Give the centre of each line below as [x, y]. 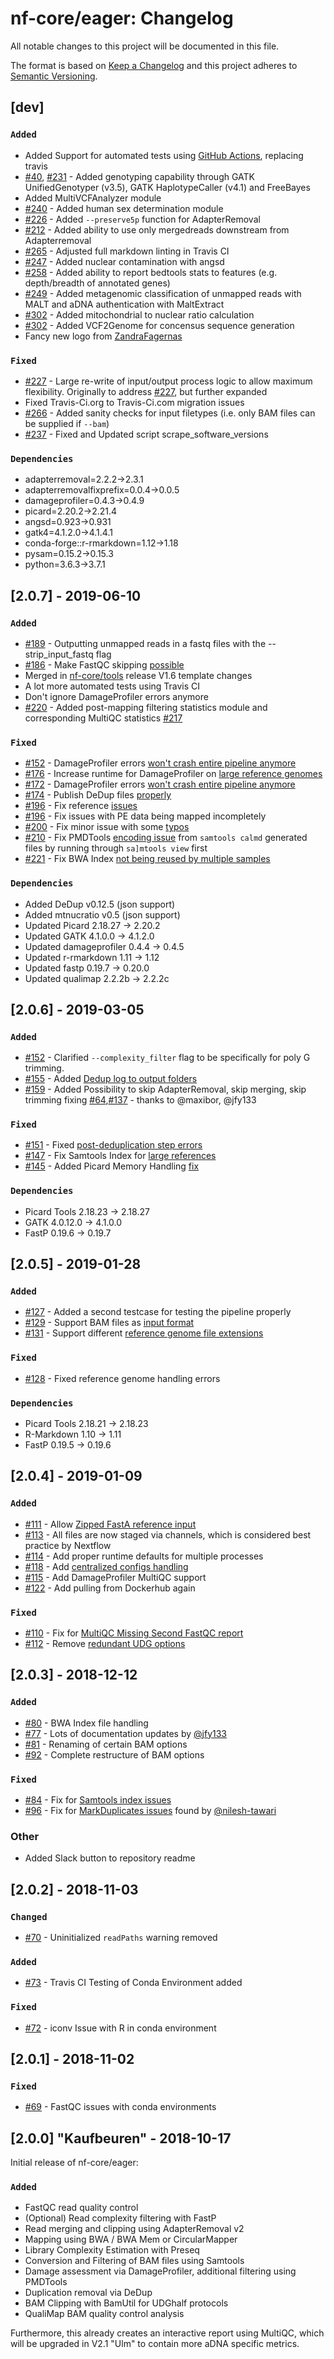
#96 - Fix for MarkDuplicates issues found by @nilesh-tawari [150, 1811]
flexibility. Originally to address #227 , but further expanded [146, 391]
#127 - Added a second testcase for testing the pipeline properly [158, 1312]
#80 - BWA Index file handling [86, 1723]
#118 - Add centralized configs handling [106, 1566]
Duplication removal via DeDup [88, 2293]
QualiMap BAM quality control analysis [104, 2314]
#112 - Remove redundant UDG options [105, 1644]
